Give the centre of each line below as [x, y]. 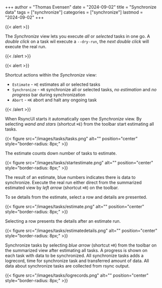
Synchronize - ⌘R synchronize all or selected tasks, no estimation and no [84, 89]
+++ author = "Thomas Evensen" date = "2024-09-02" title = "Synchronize [81, 7]
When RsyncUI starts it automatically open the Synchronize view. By [73, 119]
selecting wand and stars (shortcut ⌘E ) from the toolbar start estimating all [80, 124]
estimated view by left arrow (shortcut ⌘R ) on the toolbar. [62, 188]
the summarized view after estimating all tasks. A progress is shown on [76, 250]
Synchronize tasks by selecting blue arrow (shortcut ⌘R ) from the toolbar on [81, 245]
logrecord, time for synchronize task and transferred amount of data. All [77, 261]
